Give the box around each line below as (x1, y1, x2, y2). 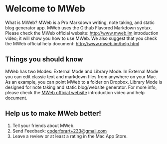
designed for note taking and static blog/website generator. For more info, (5, 84, 157, 90)
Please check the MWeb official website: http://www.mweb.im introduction (5, 30, 159, 36)
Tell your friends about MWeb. (12, 123, 75, 129)
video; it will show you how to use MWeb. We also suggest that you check (5, 35, 157, 41)
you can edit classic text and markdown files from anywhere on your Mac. (5, 73, 157, 80)
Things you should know (5, 55, 83, 64)
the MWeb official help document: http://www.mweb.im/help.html (5, 40, 140, 46)
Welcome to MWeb (5, 3, 86, 14)
